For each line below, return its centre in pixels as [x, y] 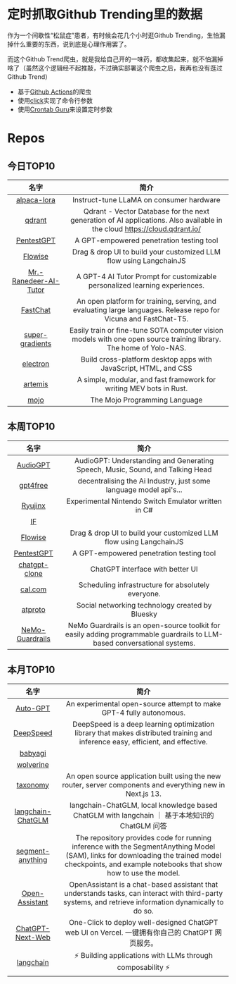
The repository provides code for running [144, 837]
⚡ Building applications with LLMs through [143, 955]
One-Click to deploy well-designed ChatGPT [144, 922]
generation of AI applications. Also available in [146, 220]
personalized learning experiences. [146, 285]
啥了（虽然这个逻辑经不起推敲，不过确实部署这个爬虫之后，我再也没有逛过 [115, 68]
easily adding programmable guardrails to [134, 634]
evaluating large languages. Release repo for [146, 309]
